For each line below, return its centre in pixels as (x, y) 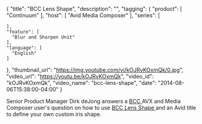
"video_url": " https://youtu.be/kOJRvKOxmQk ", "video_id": (80, 76)
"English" (24, 53)
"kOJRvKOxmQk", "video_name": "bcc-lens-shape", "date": (82, 83)
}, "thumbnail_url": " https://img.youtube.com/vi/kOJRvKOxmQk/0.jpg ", (95, 70)
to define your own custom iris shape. (54, 114)
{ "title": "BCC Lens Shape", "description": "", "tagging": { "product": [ (94, 9)
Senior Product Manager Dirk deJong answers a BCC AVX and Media (94, 101)
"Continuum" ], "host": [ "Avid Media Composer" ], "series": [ (83, 15)
